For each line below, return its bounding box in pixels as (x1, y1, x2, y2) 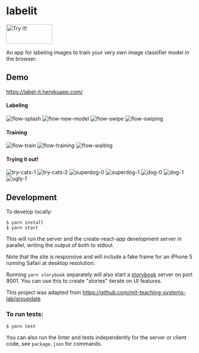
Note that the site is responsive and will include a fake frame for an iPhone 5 (6, 253, 193, 260)
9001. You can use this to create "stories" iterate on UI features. (6, 277, 162, 285)
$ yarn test (6, 323, 36, 330)
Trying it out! (6, 155, 39, 163)
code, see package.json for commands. (6, 340, 103, 348)
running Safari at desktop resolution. (6, 260, 96, 267)
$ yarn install (6, 220, 44, 226)
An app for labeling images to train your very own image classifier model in (6, 49, 189, 56)
